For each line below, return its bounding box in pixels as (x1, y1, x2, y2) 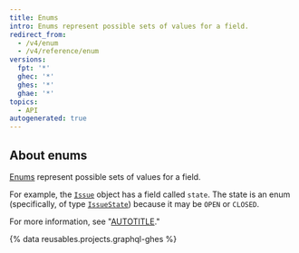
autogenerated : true (9, 114, 88, 123)
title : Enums (9, 13, 59, 23)
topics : (9, 97, 39, 107)
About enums (9, 147, 88, 163)
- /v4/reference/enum (17, 47, 100, 56)
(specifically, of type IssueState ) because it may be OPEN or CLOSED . (9, 198, 260, 209)
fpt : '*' (17, 64, 51, 73)
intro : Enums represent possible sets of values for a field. (9, 22, 249, 31)
